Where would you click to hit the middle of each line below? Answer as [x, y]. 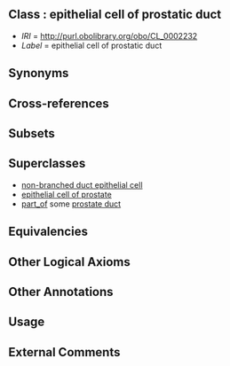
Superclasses [47, 164]
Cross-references [59, 103]
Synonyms [39, 73]
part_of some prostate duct [71, 204]
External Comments [64, 352]
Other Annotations [61, 292]
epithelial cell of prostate [66, 194]
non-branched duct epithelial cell [82, 184]
